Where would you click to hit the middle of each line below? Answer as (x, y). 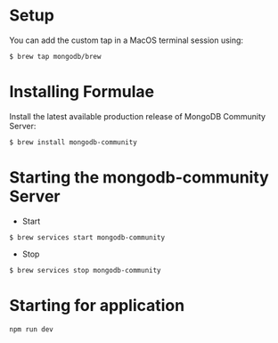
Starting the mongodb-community (139, 178)
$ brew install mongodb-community (74, 142)
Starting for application (97, 306)
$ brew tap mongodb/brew (55, 56)
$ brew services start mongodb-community (87, 237)
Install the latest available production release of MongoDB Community (137, 116)
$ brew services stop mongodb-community (86, 270)
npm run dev (31, 329)
